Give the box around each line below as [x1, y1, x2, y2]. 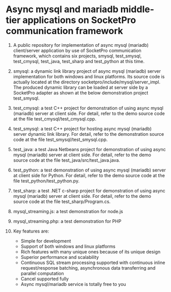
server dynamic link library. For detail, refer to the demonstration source [13, 131, 164, 137]
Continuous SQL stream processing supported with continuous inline [20, 259, 165, 266]
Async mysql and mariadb [6, 4, 119, 15]
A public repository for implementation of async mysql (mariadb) [13, 42, 149, 48]
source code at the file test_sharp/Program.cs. [13, 198, 111, 205]
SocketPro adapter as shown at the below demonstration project [13, 90, 149, 96]
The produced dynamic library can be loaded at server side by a [13, 84, 148, 90]
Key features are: [13, 228, 49, 234]
